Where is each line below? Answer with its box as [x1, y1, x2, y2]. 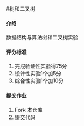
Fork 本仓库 [14, 106, 43, 113]
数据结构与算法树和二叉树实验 [6, 34, 78, 41]
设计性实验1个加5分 [14, 70, 62, 77]
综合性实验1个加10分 [14, 77, 64, 84]
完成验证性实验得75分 [14, 62, 68, 69]
